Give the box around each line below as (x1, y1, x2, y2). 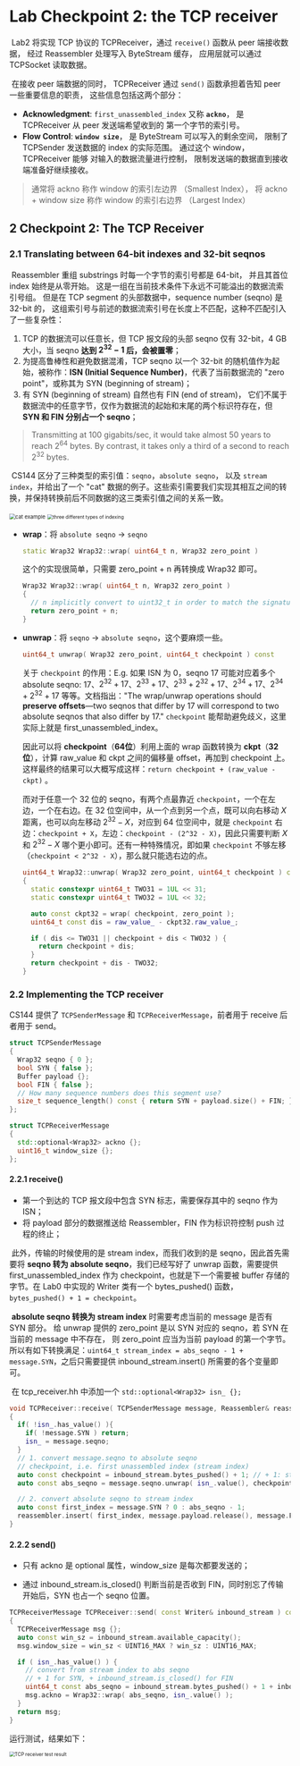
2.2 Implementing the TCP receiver (9, 988, 164, 1001)
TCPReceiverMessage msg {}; (17, 1625, 122, 1634)
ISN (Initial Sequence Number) (69, 367, 185, 377)
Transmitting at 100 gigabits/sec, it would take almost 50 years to (30, 429, 271, 440)
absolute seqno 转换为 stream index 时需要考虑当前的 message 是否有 (11, 1311, 273, 1322)
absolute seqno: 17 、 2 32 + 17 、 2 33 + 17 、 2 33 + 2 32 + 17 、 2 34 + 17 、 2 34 (21, 677, 284, 689)
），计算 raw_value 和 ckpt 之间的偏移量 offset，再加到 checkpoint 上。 (29, 753, 290, 764)
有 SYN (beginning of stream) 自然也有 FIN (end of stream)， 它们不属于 (21, 389, 287, 400)
